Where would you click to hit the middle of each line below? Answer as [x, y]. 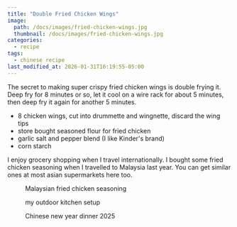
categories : [25, 40]
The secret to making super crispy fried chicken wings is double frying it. [114, 87]
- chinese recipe [39, 60]
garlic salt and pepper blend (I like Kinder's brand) [91, 138]
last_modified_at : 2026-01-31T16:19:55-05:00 [76, 67]
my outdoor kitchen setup [63, 202]
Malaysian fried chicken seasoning [76, 188]
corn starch [34, 145]
